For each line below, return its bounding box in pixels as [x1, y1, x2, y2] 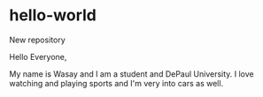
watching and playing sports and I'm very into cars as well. [9, 78, 224, 88]
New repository [9, 34, 66, 45]
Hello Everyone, [9, 51, 67, 62]
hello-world [9, 5, 97, 26]
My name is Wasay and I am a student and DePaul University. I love [9, 68, 254, 79]
